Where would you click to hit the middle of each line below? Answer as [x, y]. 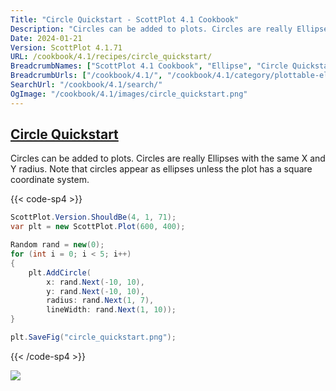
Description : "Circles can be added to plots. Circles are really [151, 29]
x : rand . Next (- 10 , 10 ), [95, 282]
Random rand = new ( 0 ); [57, 245]
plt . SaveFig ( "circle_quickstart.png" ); [93, 337]
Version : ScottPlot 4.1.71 [66, 47]
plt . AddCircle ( [60, 272]
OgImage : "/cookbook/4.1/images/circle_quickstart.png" [129, 94]
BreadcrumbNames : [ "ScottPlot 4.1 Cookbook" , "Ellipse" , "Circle [149, 66]
